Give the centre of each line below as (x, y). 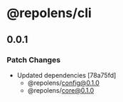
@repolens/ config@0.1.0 (64, 83)
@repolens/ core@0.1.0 (61, 90)
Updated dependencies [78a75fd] (66, 75)
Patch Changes (34, 60)
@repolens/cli (49, 13)
